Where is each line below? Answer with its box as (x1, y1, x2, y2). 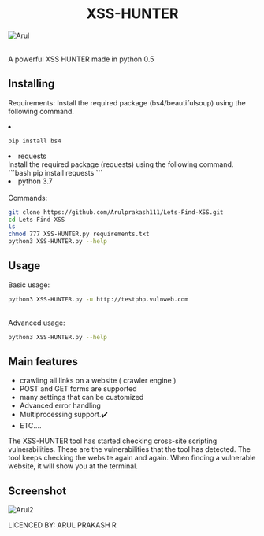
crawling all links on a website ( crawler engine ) (19, 375, 177, 386)
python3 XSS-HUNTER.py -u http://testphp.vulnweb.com (8, 295, 189, 303)
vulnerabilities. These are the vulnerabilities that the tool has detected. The (8, 445, 251, 454)
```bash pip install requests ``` (8, 168, 103, 177)
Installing (8, 77, 55, 91)
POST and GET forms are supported (19, 384, 137, 394)
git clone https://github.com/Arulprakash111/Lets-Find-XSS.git (8, 208, 224, 216)
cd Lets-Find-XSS (8, 216, 65, 224)
